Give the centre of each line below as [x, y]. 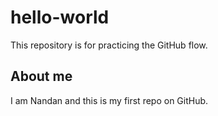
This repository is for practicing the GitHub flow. [109, 45]
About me [41, 76]
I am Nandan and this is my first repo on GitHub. [109, 100]
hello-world [60, 17]
